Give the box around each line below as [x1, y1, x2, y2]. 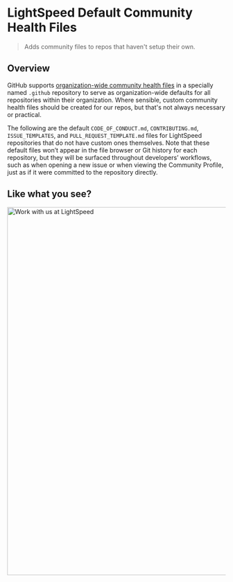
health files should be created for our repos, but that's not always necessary [7, 103, 225, 112]
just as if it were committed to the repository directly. [7, 168, 158, 176]
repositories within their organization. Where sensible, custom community [7, 96, 218, 104]
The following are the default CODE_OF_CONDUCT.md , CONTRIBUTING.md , [7, 123, 199, 132]
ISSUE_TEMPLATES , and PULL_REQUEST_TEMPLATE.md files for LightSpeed [7, 131, 202, 139]
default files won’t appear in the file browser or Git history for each [7, 145, 198, 154]
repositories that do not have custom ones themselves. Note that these [7, 139, 210, 147]
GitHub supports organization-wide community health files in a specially [7, 81, 214, 89]
